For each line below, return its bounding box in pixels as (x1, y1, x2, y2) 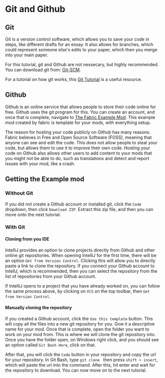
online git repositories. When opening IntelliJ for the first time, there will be (5, 252, 157, 258)
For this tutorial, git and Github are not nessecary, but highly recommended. (5, 62, 159, 67)
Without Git (5, 190, 33, 197)
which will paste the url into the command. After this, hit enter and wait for (5, 362, 155, 368)
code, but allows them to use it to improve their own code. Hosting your (5, 145, 150, 151)
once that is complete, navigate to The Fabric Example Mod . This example (5, 114, 156, 120)
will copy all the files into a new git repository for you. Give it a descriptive (5, 321, 155, 327)
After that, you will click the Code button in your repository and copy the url (5, 351, 156, 357)
